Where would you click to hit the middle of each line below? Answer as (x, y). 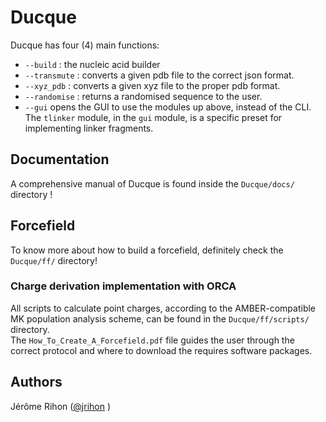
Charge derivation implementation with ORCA (123, 286)
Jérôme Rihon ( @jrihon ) (61, 406)
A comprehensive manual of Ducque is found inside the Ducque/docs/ (152, 183)
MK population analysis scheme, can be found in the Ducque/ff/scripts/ (160, 318)
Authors (36, 382)
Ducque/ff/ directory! (54, 260)
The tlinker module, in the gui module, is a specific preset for (153, 117)
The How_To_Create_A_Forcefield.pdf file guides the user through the (152, 340)
